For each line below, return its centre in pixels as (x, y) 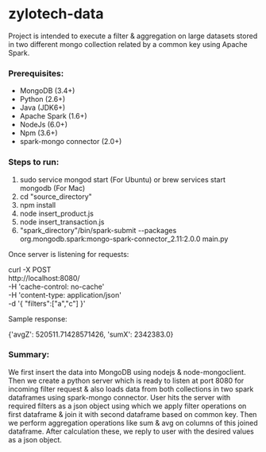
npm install (38, 205)
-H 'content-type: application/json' (65, 294)
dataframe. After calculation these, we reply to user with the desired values (131, 431)
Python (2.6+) (42, 99)
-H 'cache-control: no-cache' (56, 286)
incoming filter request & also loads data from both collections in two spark (131, 389)
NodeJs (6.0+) (43, 125)
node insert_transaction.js (62, 222)
